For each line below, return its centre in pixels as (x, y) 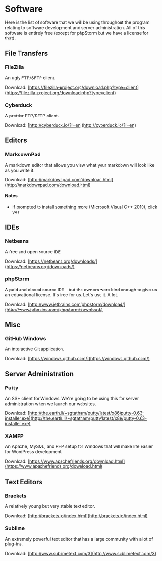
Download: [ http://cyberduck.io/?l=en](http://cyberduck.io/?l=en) (71, 125)
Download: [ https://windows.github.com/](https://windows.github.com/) (78, 359)
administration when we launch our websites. (51, 404)
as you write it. (20, 170)
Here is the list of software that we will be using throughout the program (77, 22)
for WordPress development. (34, 452)
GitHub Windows (26, 339)
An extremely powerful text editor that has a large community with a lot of (79, 539)
